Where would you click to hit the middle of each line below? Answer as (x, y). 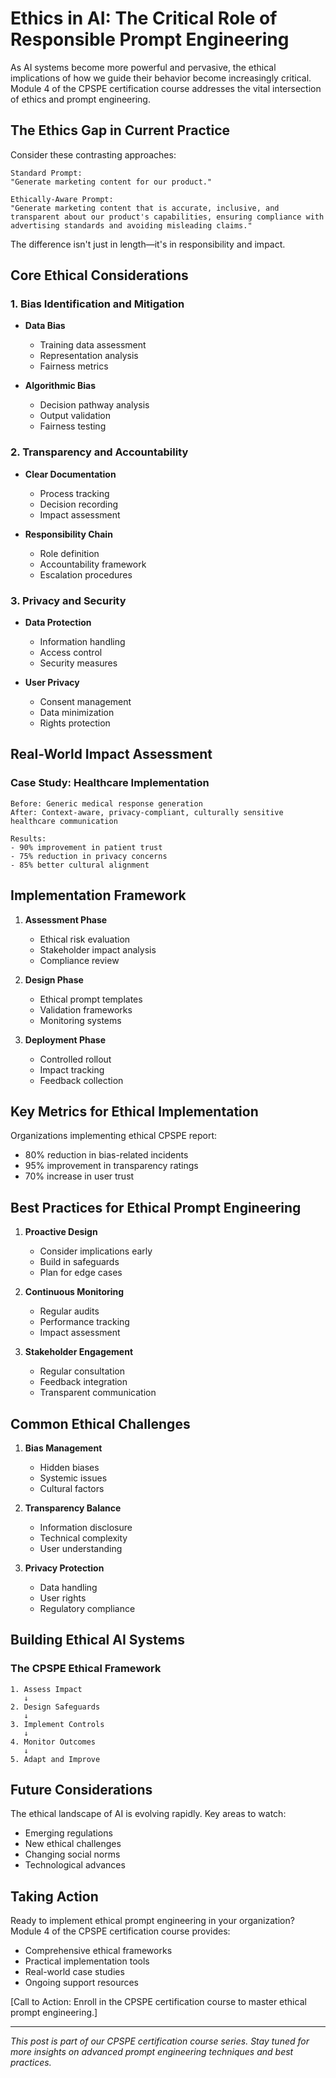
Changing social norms (72, 1854)
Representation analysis (89, 356)
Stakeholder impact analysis (98, 949)
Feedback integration (83, 1382)
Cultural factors (72, 1488)
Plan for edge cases (81, 1273)
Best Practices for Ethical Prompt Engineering (156, 1207)
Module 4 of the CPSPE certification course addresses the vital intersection (166, 88)
